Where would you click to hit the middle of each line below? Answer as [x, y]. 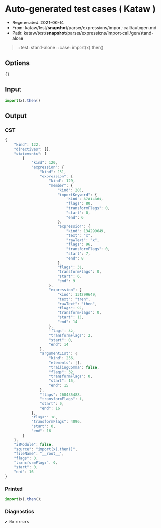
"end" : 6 [75, 217]
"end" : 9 [66, 281]
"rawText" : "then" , [77, 304]
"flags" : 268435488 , [61, 395]
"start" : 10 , [70, 317]
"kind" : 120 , [44, 163]
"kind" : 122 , [27, 144]
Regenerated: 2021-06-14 [38, 22]
